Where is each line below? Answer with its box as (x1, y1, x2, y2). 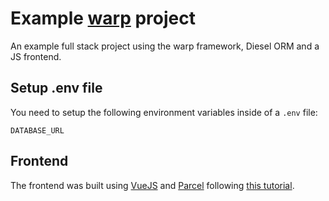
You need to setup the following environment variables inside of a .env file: (10, 106, 318, 118)
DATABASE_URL (10, 125, 65, 136)
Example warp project (10, 7, 196, 30)
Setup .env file (10, 80, 103, 97)
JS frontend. (10, 50, 62, 62)
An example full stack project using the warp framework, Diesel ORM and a (10, 40, 320, 52)
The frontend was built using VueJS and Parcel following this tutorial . (10, 179, 295, 191)
